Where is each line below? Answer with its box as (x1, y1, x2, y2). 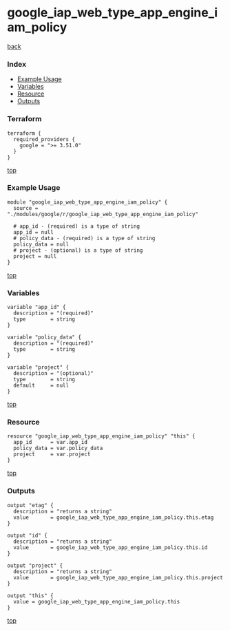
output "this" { (7, 592, 54, 599)
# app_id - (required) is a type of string (13, 222, 140, 230)
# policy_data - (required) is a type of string (13, 235, 156, 242)
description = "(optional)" (13, 370, 94, 377)
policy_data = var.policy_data (13, 445, 103, 452)
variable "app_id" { (7, 304, 67, 311)
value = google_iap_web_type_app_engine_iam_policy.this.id (13, 544, 208, 551)
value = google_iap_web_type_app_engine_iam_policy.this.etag (13, 514, 214, 521)
